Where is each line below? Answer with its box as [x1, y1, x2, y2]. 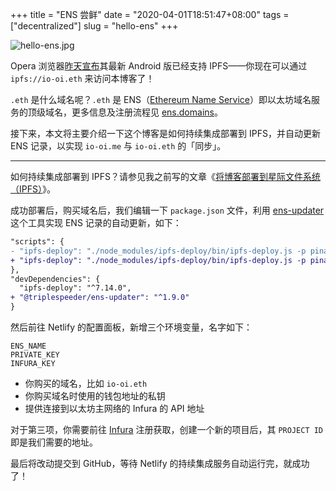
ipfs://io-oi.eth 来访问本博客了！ [10, 73, 155, 84]
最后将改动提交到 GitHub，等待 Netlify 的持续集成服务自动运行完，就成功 [10, 458, 310, 469]
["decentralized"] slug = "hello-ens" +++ [10, 20, 179, 32]
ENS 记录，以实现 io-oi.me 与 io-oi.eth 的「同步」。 [10, 140, 227, 152]
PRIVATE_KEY [10, 350, 60, 360]
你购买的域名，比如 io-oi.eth [24, 378, 148, 389]
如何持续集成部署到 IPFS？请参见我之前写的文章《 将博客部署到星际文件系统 [10, 171, 321, 182]
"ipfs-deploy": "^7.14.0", [19, 283, 132, 293]
